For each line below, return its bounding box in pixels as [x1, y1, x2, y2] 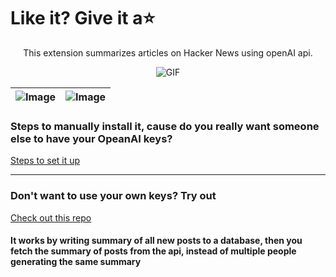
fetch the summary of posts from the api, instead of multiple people [10, 245, 297, 257]
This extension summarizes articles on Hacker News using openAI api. [23, 46, 313, 59]
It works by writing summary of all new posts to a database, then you [10, 235, 303, 247]
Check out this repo [10, 211, 92, 224]
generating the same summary [10, 256, 142, 268]
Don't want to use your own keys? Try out [10, 189, 217, 203]
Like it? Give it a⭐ [10, 7, 156, 30]
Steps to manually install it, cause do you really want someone [10, 119, 320, 133]
